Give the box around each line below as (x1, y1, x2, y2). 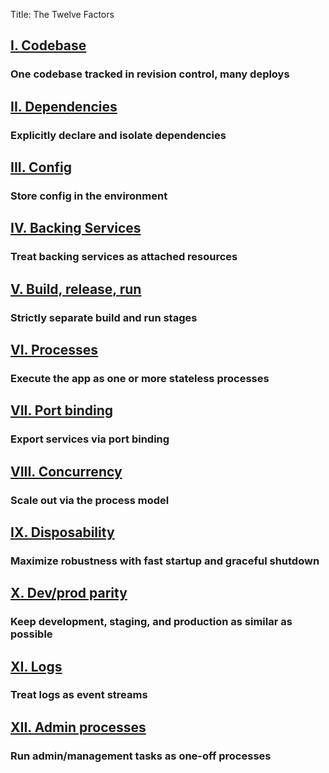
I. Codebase (10, 37, 87, 54)
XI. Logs (10, 658, 63, 675)
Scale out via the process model (10, 493, 170, 507)
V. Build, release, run (10, 280, 142, 298)
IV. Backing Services (10, 220, 142, 237)
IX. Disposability (10, 524, 115, 541)
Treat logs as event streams (10, 688, 148, 702)
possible (10, 627, 53, 641)
